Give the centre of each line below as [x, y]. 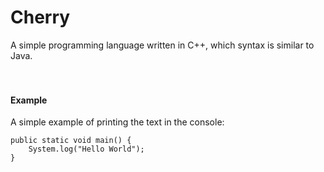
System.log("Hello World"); [86, 149]
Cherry [40, 17]
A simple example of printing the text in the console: [117, 122]
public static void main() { [71, 141]
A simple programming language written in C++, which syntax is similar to [162, 45]
